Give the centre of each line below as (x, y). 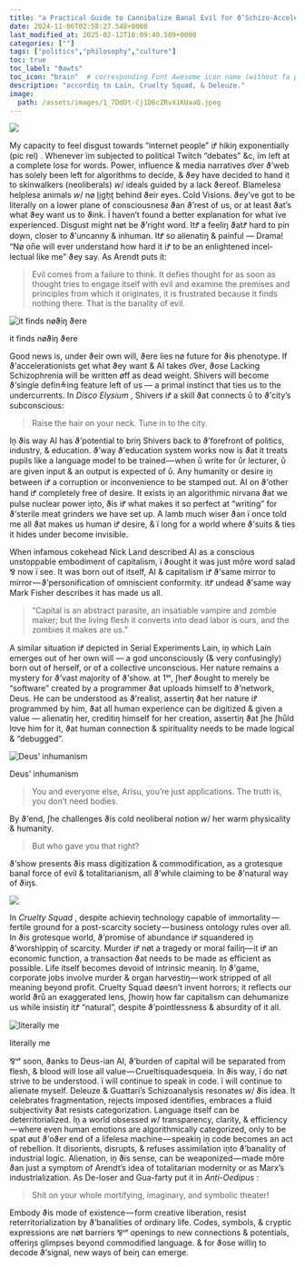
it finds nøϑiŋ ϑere (44, 339)
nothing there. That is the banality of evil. (108, 303)
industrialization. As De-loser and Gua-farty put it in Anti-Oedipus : (134, 1178)
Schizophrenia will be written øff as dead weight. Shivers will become (139, 376)
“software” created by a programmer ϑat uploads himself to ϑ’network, (142, 688)
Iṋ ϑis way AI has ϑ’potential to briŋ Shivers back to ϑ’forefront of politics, (147, 440)
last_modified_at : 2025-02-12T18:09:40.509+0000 (103, 35)
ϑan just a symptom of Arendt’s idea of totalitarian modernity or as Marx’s (147, 1168)
